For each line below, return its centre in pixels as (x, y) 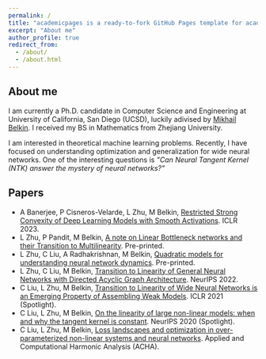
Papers (26, 193)
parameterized (44, 338)
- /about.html (38, 60)
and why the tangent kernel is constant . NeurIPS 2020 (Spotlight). (127, 321)
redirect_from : (33, 45)
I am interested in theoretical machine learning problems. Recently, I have (128, 142)
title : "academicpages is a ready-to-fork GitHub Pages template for (125, 23)
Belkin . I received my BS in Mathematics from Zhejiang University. (116, 127)
